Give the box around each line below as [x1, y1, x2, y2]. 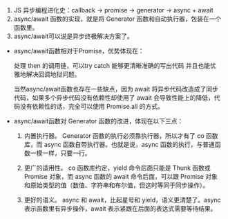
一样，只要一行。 [42, 149, 91, 157]
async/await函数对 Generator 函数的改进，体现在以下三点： [13, 117, 184, 125]
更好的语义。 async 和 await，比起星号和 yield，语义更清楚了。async [23, 196, 221, 204]
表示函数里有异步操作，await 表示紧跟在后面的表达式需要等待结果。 [23, 204, 217, 213]
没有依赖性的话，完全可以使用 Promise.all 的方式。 [19, 103, 164, 110]
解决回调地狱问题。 [26, 70, 81, 78]
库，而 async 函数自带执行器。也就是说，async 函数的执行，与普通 [23, 141, 216, 148]
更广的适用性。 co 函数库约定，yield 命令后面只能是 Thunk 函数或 [23, 164, 211, 172]
